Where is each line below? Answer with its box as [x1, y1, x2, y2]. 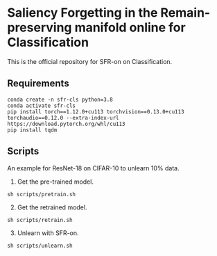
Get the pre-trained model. [17, 177, 94, 186]
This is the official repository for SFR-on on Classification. [7, 57, 173, 65]
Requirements [7, 78, 69, 90]
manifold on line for [74, 19, 186, 35]
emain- [168, 5, 211, 21]
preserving [7, 19, 72, 35]
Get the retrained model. [17, 203, 87, 211]
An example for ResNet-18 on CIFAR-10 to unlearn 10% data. [7, 163, 180, 172]
